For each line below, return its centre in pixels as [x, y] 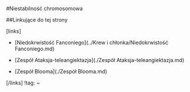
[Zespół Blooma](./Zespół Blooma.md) [61, 71]
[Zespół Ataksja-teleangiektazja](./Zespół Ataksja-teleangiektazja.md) [99, 60]
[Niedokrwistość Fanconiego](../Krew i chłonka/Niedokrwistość [91, 42]
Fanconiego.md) [34, 49]
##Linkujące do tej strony [37, 20]
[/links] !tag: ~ [23, 83]
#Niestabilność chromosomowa [45, 8]
